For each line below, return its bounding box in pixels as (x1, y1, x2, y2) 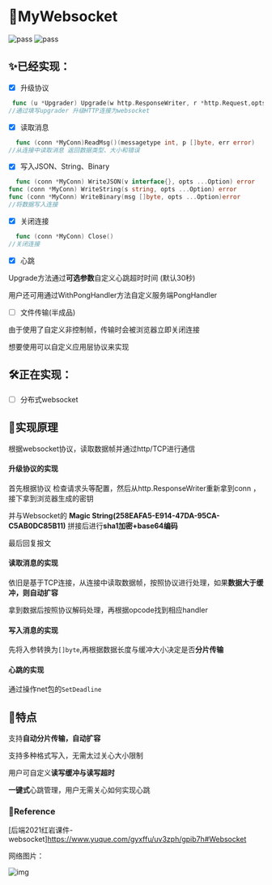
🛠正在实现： (8, 368, 73, 382)
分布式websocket (19, 394, 79, 404)
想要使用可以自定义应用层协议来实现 (8, 342, 130, 351)
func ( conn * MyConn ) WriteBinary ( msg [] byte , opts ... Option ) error (8, 193, 241, 201)
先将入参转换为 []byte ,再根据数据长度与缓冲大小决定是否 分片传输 (8, 645, 224, 655)
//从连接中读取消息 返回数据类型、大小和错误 (8, 146, 140, 154)
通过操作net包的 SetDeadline (8, 685, 102, 694)
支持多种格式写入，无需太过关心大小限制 (8, 750, 143, 761)
